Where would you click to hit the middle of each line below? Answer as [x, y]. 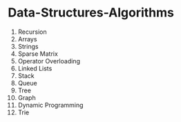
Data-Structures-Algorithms [91, 13]
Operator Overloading [49, 61]
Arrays [27, 39]
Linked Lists [35, 68]
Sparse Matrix [38, 54]
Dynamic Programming [50, 105]
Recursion [32, 32]
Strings [28, 46]
